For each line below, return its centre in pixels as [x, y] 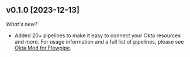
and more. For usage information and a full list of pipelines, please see [99, 41]
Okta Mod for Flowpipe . [43, 48]
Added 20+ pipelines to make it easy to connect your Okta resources [98, 35]
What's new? [22, 24]
